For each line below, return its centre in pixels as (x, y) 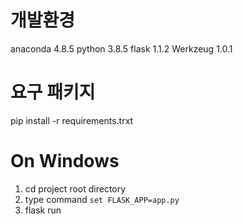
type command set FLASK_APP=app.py (102, 199)
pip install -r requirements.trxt (72, 120)
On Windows (65, 161)
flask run (43, 210)
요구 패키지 (53, 92)
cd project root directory (75, 188)
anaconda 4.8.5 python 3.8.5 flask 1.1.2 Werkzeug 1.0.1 (121, 48)
